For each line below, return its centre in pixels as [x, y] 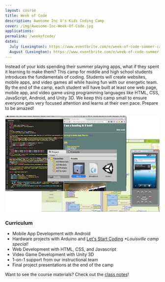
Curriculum [19, 223]
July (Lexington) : [28, 47]
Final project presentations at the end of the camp [63, 265]
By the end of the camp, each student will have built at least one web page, [81, 87]
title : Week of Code [26, 15]
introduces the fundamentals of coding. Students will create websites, [76, 77]
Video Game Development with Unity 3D [53, 254]
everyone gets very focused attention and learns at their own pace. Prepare [82, 103]
